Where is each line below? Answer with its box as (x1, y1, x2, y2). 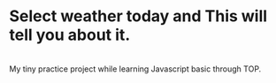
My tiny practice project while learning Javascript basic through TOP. (9, 64, 262, 74)
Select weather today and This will (9, 6, 268, 26)
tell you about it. (9, 25, 131, 45)
